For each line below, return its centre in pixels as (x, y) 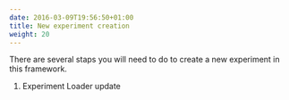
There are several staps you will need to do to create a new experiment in (144, 60)
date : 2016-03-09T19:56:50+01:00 (72, 17)
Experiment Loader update (71, 87)
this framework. (38, 69)
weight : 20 (30, 34)
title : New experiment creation (69, 26)
